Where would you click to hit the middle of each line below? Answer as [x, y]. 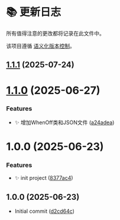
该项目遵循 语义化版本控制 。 [40, 46]
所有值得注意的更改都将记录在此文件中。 [55, 33]
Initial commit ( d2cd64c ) [45, 211]
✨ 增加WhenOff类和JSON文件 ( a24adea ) [64, 122]
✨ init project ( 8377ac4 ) [44, 178]
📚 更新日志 [34, 12]
